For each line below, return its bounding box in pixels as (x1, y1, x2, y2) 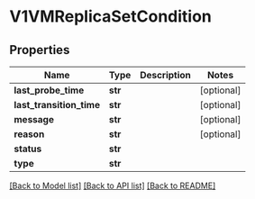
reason (14, 128, 45, 140)
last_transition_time (14, 99, 101, 111)
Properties (9, 42, 70, 58)
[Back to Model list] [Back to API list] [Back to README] (9, 180, 216, 191)
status (14, 142, 42, 155)
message (14, 113, 54, 125)
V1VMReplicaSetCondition (9, 6, 212, 27)
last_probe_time (14, 84, 85, 96)
